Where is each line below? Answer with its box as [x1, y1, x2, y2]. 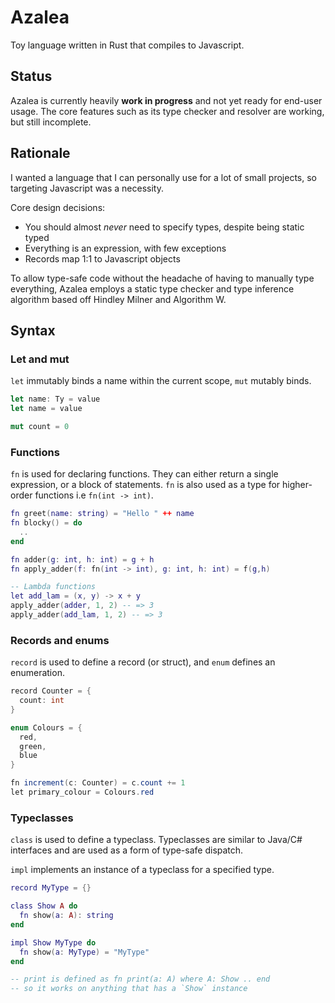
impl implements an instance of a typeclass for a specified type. [10, 864, 275, 876]
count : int [19, 696, 65, 706]
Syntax [10, 322, 56, 339]
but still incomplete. [10, 116, 92, 128]
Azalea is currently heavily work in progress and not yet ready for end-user [10, 94, 323, 106]
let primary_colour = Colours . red [10, 787, 155, 798]
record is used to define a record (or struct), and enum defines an [10, 656, 276, 668]
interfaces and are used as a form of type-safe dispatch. [10, 844, 244, 856]
